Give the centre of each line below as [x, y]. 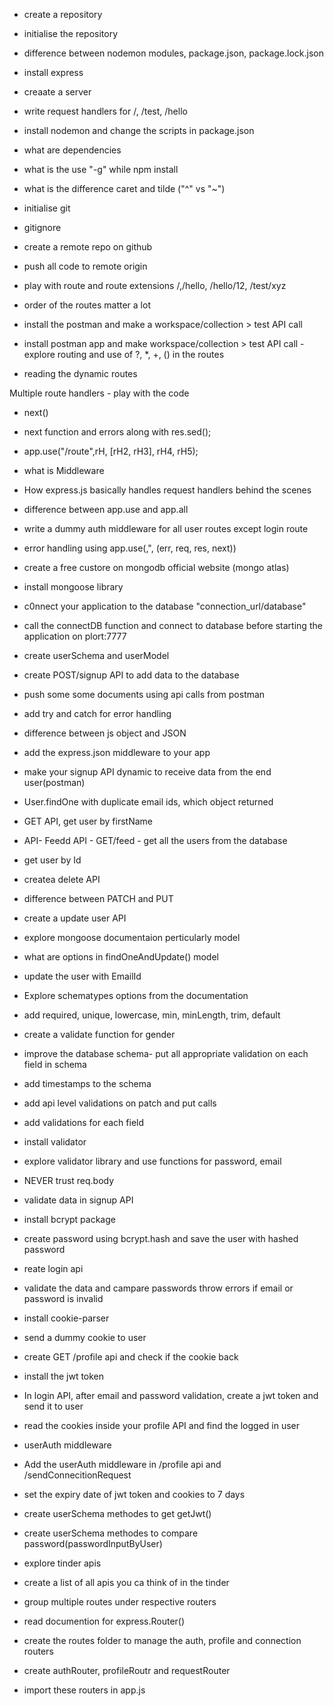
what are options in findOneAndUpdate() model [121, 957]
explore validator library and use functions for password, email [152, 1161]
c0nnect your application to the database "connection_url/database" [165, 606]
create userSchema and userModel [96, 655]
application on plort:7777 [75, 636]
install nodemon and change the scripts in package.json [139, 130]
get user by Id [52, 860]
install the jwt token [64, 1376]
